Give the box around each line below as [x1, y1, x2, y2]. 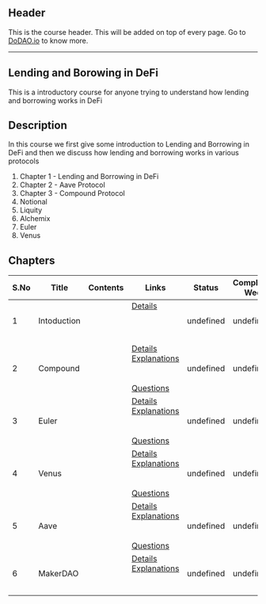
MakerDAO [38, 568, 79, 579]
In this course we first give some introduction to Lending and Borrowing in [8, 140, 249, 149]
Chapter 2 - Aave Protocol [19, 180, 105, 189]
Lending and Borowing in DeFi [8, 67, 158, 80]
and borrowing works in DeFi [8, 95, 103, 105]
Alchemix [19, 214, 51, 224]
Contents [88, 282, 124, 293]
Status [193, 282, 219, 293]
